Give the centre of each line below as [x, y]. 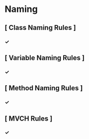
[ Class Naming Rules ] [40, 28]
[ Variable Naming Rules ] [45, 58]
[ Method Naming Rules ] [44, 88]
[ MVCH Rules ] [29, 118]
